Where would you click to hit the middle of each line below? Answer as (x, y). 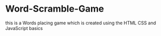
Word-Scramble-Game (55, 9)
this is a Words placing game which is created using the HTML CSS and (81, 23)
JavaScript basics (24, 28)
